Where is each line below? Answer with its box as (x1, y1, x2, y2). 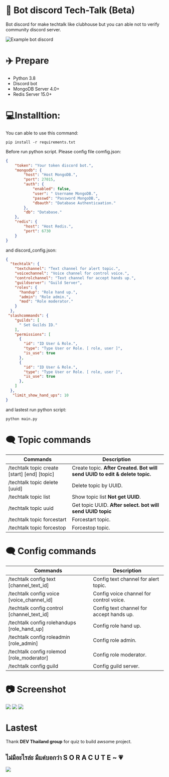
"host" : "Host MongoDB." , (24, 172, 78, 177)
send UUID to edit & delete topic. (72, 470, 151, 477)
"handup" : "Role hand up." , (19, 289, 78, 294)
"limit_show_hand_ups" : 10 (12, 393, 69, 398)
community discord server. (6, 26, 62, 32)
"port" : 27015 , (24, 177, 56, 182)
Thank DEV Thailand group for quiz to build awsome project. (6, 739, 132, 745)
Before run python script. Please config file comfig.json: (6, 148, 121, 154)
